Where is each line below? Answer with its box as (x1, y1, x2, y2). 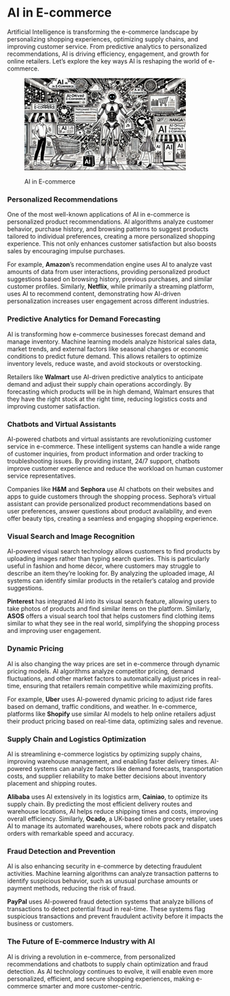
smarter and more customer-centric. (39, 982, 143, 990)
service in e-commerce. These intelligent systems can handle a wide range (7, 442, 220, 451)
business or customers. (7, 919, 74, 928)
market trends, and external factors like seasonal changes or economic (7, 344, 209, 353)
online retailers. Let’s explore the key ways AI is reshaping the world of (7, 57, 208, 65)
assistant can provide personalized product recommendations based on (7, 500, 211, 508)
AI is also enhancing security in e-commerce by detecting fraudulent (7, 862, 202, 870)
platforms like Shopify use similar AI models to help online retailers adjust (7, 710, 216, 718)
